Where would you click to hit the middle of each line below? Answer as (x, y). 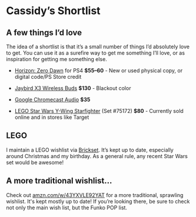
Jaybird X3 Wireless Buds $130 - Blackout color (73, 88)
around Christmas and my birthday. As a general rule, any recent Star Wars (97, 156)
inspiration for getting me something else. (57, 59)
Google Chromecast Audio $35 (52, 99)
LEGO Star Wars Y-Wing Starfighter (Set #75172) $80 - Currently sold (99, 111)
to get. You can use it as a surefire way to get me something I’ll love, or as (96, 53)
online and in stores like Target (52, 117)
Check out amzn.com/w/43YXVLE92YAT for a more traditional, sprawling (95, 195)
